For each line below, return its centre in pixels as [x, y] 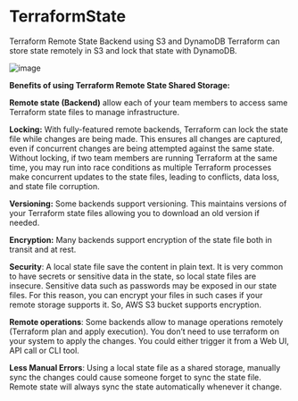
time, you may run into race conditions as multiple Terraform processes [141, 167]
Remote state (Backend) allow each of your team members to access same [149, 102]
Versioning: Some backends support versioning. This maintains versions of [148, 204]
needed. [25, 222]
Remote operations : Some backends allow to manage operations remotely [146, 322]
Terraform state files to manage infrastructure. [95, 112]
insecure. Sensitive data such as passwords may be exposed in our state [143, 285]
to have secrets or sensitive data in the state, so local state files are [133, 276]
